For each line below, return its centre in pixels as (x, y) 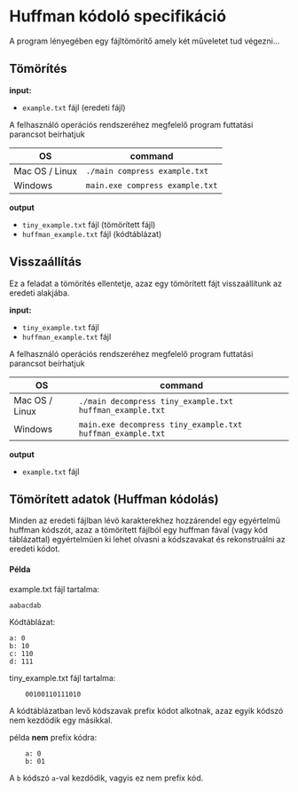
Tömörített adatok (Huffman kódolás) (114, 499)
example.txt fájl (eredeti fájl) (74, 107)
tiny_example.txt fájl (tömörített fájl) (89, 225)
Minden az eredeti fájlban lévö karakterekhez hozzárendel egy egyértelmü (145, 520)
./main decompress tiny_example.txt (156, 401)
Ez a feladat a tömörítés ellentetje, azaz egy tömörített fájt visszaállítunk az (145, 283)
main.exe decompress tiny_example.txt (161, 424)
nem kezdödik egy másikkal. (61, 720)
